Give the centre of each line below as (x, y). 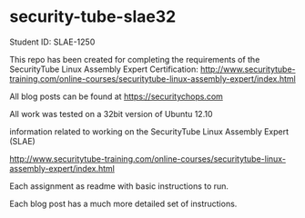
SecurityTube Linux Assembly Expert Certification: (104, 69)
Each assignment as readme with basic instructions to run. (119, 186)
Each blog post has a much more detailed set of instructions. (123, 203)
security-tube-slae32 (93, 17)
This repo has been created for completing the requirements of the (135, 59)
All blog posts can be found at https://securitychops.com (116, 96)
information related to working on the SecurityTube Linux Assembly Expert (149, 131)
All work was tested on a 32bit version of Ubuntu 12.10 (111, 114)
